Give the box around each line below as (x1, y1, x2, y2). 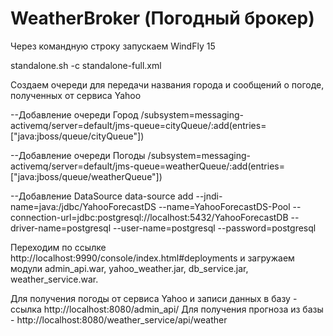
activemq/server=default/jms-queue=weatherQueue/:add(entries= (10, 160, 285, 172)
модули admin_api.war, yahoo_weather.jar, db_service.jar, (10, 262, 249, 274)
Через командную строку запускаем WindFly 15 (10, 40, 216, 52)
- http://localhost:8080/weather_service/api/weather (10, 313, 228, 326)
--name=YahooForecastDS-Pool (158, 200, 291, 212)
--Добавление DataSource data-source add (10, 190, 194, 202)
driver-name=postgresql (10, 222, 112, 234)
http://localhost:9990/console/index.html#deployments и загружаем (10, 252, 295, 264)
